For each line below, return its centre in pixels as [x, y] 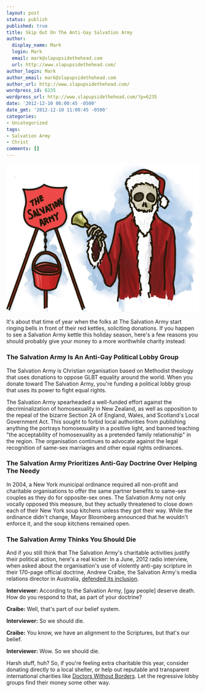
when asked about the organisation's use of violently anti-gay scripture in [99, 566]
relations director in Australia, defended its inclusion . [73, 579]
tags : [13, 129]
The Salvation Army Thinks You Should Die [71, 539]
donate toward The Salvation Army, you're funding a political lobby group [99, 384]
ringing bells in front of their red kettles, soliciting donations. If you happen [100, 329]
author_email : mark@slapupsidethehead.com [61, 78]
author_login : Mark [31, 71]
